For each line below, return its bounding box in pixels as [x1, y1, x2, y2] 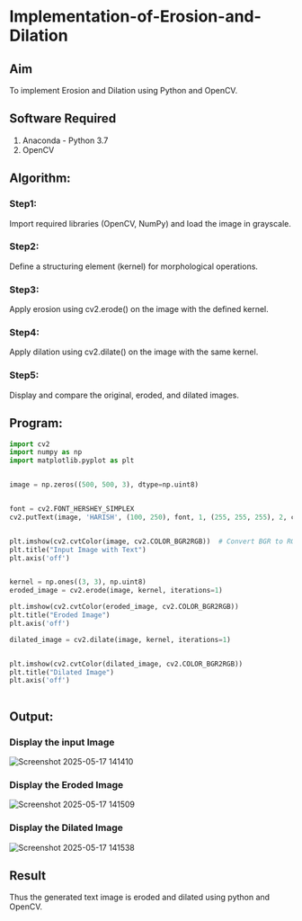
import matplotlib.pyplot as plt [9, 456, 135, 465]
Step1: [9, 198, 38, 210]
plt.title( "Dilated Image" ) [9, 667, 115, 676]
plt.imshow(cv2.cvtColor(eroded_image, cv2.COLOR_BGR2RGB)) [9, 603, 240, 612]
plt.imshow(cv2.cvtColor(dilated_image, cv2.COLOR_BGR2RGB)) [9, 659, 244, 668]
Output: [9, 709, 54, 724]
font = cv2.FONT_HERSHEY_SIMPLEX [9, 505, 135, 514]
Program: [9, 416, 63, 431]
